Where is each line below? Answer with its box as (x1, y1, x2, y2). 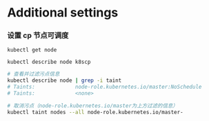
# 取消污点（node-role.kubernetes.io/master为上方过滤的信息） (7, 102, 178, 109)
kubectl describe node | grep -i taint (7, 77, 122, 84)
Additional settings (7, 5, 119, 21)
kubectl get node (7, 47, 57, 54)
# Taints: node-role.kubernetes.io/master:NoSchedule (7, 84, 202, 91)
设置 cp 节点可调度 (7, 31, 69, 41)
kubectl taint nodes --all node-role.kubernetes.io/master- (7, 109, 184, 115)
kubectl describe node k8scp (7, 58, 91, 66)
